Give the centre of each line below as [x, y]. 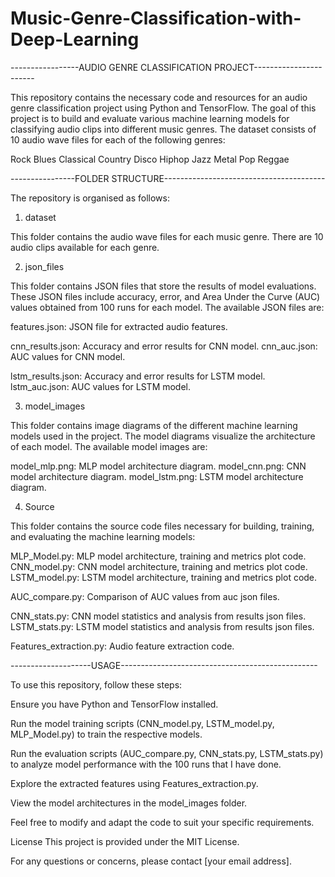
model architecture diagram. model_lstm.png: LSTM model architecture [157, 476]
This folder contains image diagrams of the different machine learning [154, 425]
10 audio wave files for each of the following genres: [118, 139]
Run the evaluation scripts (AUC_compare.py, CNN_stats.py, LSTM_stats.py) [167, 753]
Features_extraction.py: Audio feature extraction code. [122, 646]
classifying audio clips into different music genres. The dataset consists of [163, 129]
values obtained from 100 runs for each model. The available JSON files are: [167, 307]
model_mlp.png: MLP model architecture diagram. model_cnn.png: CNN [158, 466]
